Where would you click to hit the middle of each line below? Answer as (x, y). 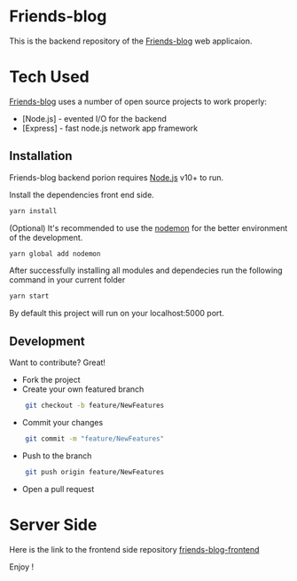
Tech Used (50, 77)
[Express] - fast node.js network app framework (109, 128)
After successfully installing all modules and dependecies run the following (146, 271)
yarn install (33, 211)
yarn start (29, 296)
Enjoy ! (22, 567)
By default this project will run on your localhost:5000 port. (117, 314)
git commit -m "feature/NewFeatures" (95, 439)
